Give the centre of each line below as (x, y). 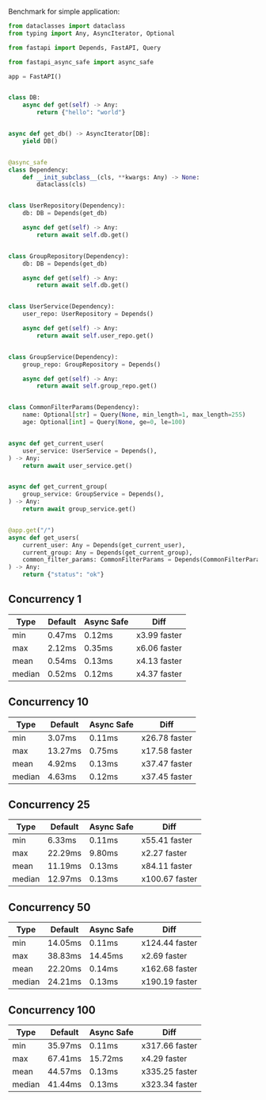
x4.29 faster (164, 1059)
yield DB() (40, 141)
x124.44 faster (169, 943)
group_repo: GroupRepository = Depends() (91, 365)
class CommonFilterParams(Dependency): (74, 407)
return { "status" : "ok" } (63, 575)
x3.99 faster (159, 635)
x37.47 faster (167, 763)
